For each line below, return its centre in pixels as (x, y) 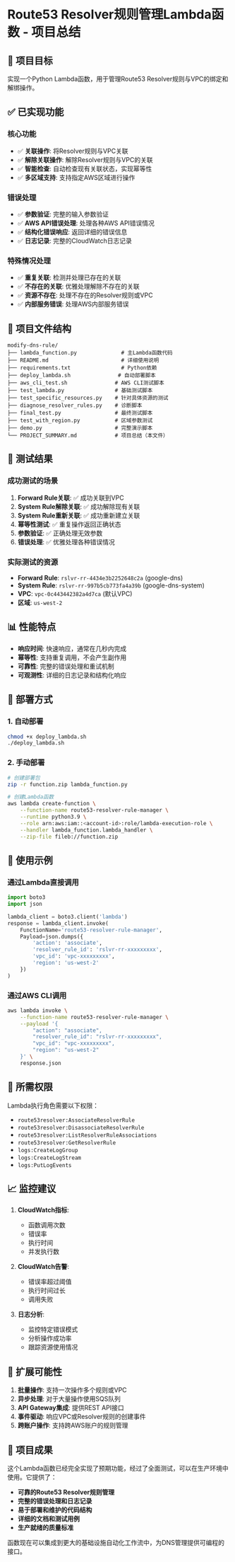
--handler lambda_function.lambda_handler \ (86, 830)
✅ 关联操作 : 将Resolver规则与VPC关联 (73, 151)
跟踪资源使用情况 (53, 1347)
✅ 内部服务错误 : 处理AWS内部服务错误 (73, 304)
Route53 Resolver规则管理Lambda (109, 15)
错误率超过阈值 (50, 1282)
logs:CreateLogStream (49, 1158)
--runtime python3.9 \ (53, 817)
